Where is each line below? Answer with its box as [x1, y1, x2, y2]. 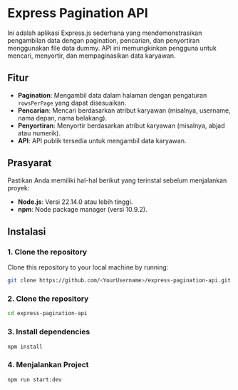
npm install [7, 343, 43, 350]
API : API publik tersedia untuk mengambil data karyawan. [17, 136, 187, 145]
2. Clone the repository [7, 294, 89, 304]
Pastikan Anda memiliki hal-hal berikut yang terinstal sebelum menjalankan [7, 176, 227, 185]
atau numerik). [17, 128, 61, 137]
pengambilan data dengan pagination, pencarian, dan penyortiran [7, 36, 200, 44]
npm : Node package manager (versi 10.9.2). [17, 205, 148, 213]
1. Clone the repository [7, 247, 88, 257]
